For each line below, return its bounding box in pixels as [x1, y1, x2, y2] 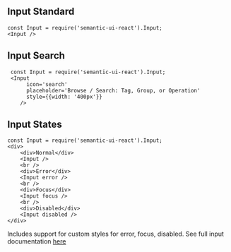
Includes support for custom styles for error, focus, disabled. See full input [7, 229, 225, 239]
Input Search [7, 49, 66, 62]
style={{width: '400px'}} [25, 93, 102, 100]
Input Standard [7, 6, 75, 18]
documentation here [7, 237, 66, 246]
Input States [7, 119, 62, 131]
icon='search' [25, 80, 69, 88]
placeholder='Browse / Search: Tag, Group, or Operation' [25, 87, 201, 94]
